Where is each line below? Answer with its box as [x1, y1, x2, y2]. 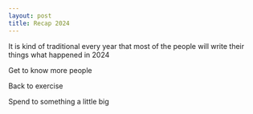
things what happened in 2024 [8, 50, 110, 59]
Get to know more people [8, 65, 92, 75]
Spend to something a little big [8, 96, 110, 106]
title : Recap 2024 [8, 19, 70, 27]
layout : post [8, 11, 52, 20]
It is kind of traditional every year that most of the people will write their [8, 41, 245, 51]
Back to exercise [8, 81, 63, 91]
